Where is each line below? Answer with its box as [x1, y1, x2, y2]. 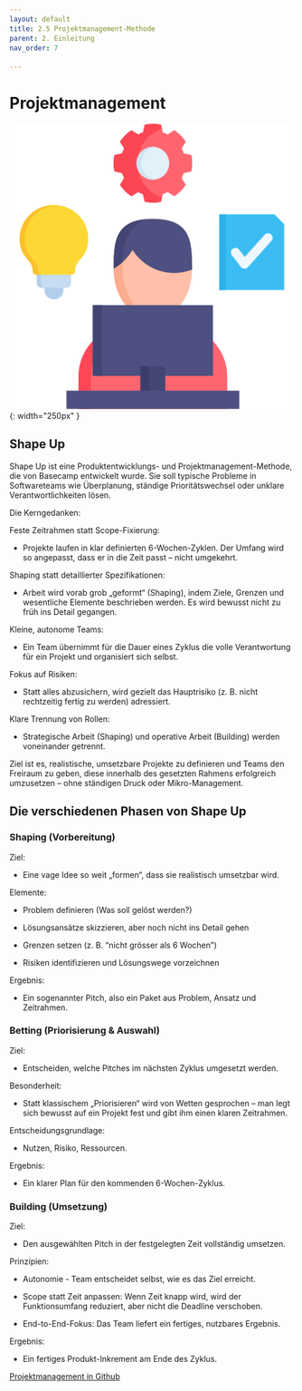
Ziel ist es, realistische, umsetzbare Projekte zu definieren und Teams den [9, 758, 285, 769]
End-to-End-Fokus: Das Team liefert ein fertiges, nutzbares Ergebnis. [22, 1318, 281, 1329]
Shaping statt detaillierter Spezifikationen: [9, 569, 165, 580]
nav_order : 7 [9, 44, 59, 53]
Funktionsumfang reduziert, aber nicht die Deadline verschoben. [22, 1301, 263, 1312]
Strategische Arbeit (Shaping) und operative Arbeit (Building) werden [22, 731, 280, 742]
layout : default [9, 15, 71, 24]
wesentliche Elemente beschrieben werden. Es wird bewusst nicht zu [22, 597, 281, 608]
